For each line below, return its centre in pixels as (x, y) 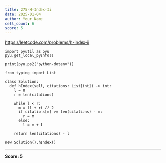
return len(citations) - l (42, 134)
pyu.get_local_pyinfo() (30, 56)
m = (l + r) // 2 (36, 108)
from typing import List (31, 73)
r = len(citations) (34, 95)
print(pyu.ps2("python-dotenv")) (40, 64)
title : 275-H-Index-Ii (28, 10)
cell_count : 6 (20, 24)
